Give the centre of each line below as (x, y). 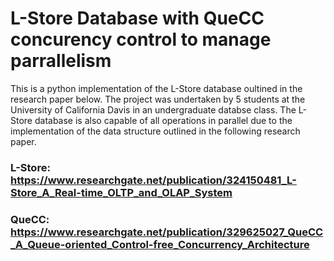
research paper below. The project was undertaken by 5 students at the (158, 99)
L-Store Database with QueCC (137, 18)
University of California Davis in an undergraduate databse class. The (153, 109)
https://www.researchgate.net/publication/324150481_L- (153, 180)
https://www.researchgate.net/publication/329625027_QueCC (167, 232)
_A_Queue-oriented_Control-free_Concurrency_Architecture (160, 244)
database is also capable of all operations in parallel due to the (163, 120)
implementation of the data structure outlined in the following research (155, 131)
